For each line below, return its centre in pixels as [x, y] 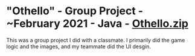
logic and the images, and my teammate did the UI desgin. [78, 46]
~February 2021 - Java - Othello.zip [97, 24]
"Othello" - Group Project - [75, 11]
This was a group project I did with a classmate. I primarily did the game [96, 40]
